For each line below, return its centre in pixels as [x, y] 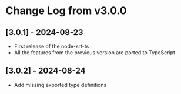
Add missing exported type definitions [60, 85]
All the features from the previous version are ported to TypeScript [95, 53]
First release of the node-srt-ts [51, 46]
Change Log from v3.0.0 [66, 11]
